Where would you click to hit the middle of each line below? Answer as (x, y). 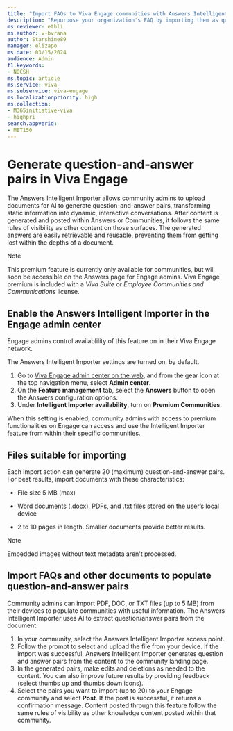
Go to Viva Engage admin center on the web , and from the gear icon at (118, 375)
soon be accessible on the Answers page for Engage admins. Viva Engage (113, 277)
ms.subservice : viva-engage (48, 91)
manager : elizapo (32, 46)
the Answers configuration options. (67, 397)
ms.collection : (29, 104)
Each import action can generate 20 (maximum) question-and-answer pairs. (116, 471)
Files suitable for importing (67, 455)
